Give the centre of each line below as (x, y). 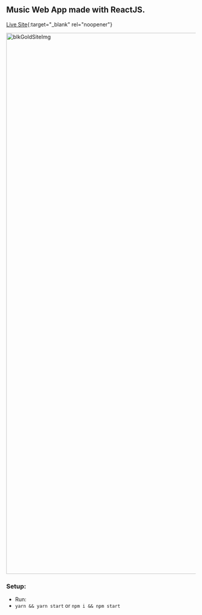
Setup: (16, 586)
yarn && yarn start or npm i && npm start (68, 606)
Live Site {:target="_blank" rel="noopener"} (60, 24)
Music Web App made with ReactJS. (76, 10)
